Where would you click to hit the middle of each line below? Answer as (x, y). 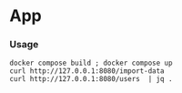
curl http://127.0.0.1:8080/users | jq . (91, 79)
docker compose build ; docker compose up (91, 63)
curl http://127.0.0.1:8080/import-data (87, 71)
